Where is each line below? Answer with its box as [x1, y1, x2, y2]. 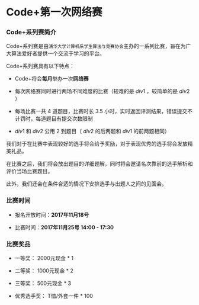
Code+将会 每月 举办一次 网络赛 [14, 75, 89, 82]
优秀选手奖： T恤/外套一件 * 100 [14, 293, 94, 300]
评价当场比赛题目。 [6, 168, 53, 175]
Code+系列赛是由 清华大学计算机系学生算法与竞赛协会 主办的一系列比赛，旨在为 [6, 43, 186, 50]
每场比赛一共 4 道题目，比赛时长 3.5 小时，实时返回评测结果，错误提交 [14, 108, 188, 115]
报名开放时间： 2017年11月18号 [14, 211, 89, 218]
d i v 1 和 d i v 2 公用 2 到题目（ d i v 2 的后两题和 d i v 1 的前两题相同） [14, 128, 170, 135]
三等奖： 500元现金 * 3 [14, 280, 72, 287]
